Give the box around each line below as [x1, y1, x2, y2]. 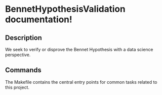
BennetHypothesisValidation [5, 3, 126, 15]
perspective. [5, 52, 31, 58]
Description [5, 33, 42, 42]
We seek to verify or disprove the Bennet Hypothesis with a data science [5, 47, 153, 52]
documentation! [5, 14, 73, 25]
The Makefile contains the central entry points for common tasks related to [5, 79, 158, 85]
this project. [5, 84, 30, 90]
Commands [5, 66, 42, 74]
